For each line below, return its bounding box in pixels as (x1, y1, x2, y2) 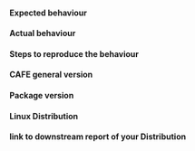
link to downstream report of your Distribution (9, 131, 187, 142)
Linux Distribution (9, 110, 79, 121)
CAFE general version (9, 69, 93, 80)
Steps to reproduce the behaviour (9, 48, 139, 59)
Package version (9, 90, 74, 100)
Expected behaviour (9, 7, 88, 18)
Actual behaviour (9, 28, 76, 39)
